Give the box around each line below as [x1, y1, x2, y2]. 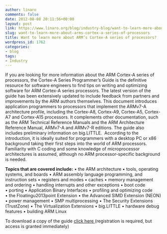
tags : [5, 53, 16, 59]
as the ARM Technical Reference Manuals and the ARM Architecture [5, 119, 145, 125]
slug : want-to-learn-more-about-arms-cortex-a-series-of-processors [5, 30, 150, 35]
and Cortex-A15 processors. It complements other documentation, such [11, 114, 159, 120]
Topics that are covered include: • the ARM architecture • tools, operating [5, 166, 159, 172]
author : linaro [5, 7, 37, 12]
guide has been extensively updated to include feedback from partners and [5, 93, 160, 99]
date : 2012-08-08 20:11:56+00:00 [5, 16, 75, 21]
